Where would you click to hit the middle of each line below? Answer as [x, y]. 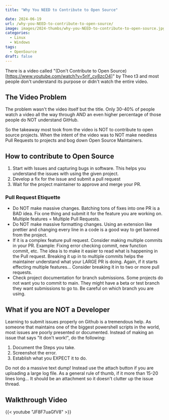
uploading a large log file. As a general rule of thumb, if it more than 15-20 [82, 373]
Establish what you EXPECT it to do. [50, 358]
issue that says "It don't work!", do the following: [55, 338]
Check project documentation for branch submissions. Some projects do [88, 278]
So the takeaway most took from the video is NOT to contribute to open [79, 130]
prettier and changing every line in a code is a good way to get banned [86, 230]
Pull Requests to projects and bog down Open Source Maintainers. [74, 140]
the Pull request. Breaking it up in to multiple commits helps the [78, 257]
